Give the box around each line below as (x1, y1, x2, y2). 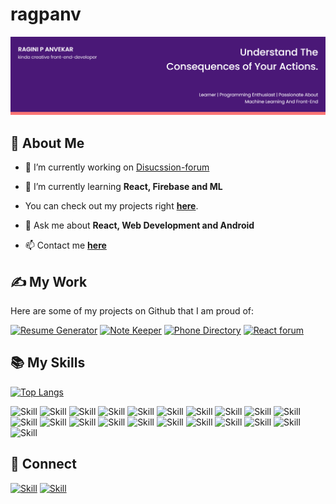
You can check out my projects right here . (24, 200, 199, 212)
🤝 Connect (10, 456, 77, 473)
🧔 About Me (10, 134, 85, 152)
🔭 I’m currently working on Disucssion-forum (24, 161, 210, 173)
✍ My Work (10, 273, 88, 290)
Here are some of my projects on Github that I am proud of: (10, 305, 255, 317)
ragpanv (10, 3, 82, 26)
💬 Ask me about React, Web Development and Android (24, 219, 255, 232)
